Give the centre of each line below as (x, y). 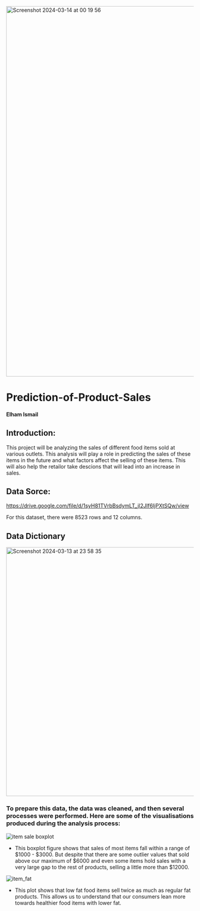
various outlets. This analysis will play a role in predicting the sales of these (99, 454)
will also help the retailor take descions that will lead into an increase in (93, 466)
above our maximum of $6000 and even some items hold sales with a (100, 860)
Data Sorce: (28, 491)
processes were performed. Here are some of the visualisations (100, 816)
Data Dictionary (36, 536)
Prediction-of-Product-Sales (79, 397)
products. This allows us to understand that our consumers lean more (100, 896)
